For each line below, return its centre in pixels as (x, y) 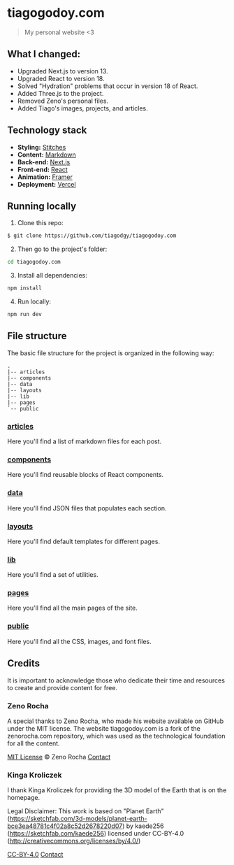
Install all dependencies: (52, 276)
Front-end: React (42, 169)
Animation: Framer (45, 177)
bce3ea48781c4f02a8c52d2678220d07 (65, 826)
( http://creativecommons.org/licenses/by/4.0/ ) (74, 841)
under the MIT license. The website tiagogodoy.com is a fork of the (104, 728)
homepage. (24, 798)
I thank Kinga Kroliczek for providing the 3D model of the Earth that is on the (117, 790)
